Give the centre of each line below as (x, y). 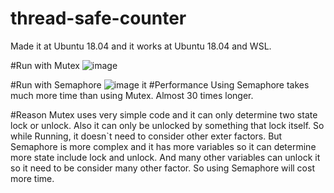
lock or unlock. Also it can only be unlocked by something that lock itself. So (167, 125)
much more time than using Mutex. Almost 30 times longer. (132, 95)
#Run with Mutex (45, 65)
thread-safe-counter (98, 18)
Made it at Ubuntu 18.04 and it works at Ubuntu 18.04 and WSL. (141, 46)
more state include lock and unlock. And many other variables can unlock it (165, 157)
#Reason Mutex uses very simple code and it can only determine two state (164, 114)
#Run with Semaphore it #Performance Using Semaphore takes (160, 84)
